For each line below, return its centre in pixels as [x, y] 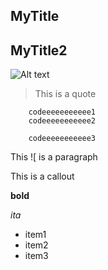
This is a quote [65, 94]
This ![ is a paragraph [54, 157]
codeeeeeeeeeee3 [62, 139]
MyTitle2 [39, 50]
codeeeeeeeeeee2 [62, 121]
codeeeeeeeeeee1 [62, 112]
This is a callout [42, 176]
